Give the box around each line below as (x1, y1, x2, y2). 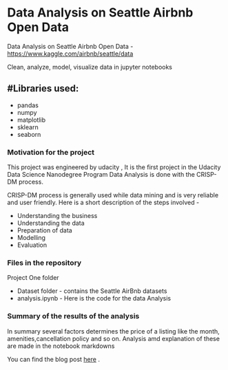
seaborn (17, 130, 41, 138)
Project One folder (7, 274, 60, 282)
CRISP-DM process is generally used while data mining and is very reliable (7, 191, 219, 199)
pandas (17, 101, 39, 109)
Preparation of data (17, 226, 72, 235)
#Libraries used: (7, 83, 79, 94)
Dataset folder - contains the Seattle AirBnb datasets (17, 287, 167, 295)
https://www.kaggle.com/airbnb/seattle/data (7, 50, 134, 58)
